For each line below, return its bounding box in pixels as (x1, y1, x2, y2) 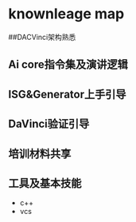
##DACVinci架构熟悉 (8, 32, 76, 42)
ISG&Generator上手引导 (8, 87, 126, 101)
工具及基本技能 (8, 176, 82, 190)
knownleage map (8, 5, 125, 23)
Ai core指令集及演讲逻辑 (8, 57, 129, 72)
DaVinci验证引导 (8, 117, 90, 131)
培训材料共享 (8, 147, 72, 161)
